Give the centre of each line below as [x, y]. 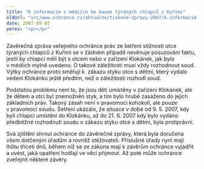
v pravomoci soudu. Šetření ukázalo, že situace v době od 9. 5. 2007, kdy [98, 109]
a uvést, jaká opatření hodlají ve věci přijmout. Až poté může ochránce [94, 153]
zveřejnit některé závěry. [37, 160]
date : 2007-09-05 [28, 23]
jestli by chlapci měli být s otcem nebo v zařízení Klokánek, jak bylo [90, 59]
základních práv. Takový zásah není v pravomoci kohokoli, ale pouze [92, 103]
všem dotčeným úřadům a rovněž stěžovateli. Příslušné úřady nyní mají [95, 141]
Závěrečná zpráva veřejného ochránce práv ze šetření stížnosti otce [91, 46]
